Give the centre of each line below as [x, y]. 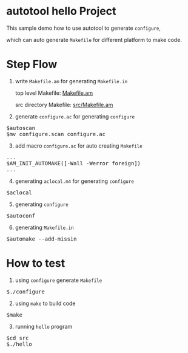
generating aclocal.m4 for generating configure [75, 181]
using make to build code [45, 303]
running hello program [44, 326]
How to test [36, 263]
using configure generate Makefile [59, 280]
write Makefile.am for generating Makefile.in [71, 81]
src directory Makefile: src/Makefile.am [64, 105]
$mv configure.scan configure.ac [56, 134]
